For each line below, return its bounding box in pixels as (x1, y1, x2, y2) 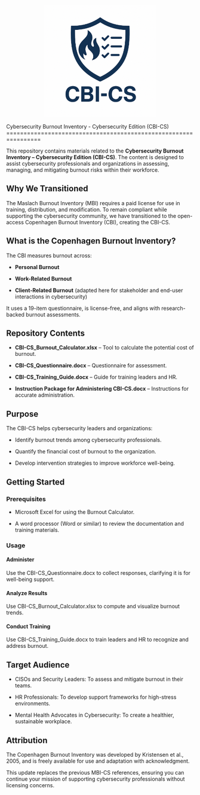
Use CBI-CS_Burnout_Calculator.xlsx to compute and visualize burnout (6, 603, 180, 610)
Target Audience (6, 660, 70, 670)
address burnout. (6, 642, 49, 650)
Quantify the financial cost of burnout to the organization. (14, 448, 156, 455)
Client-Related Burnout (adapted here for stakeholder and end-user (14, 287, 183, 294)
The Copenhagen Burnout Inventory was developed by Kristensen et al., (6, 751, 184, 759)
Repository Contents (6, 328, 85, 339)
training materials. (14, 526, 60, 534)
